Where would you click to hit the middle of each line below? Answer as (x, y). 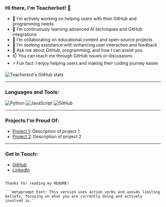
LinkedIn (21, 170)
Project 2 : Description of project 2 (47, 136)
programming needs (33, 24)
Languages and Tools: (32, 92)
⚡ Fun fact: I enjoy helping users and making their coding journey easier (85, 63)
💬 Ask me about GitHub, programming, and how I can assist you (77, 50)
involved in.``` (22, 201)
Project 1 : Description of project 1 (46, 131)
